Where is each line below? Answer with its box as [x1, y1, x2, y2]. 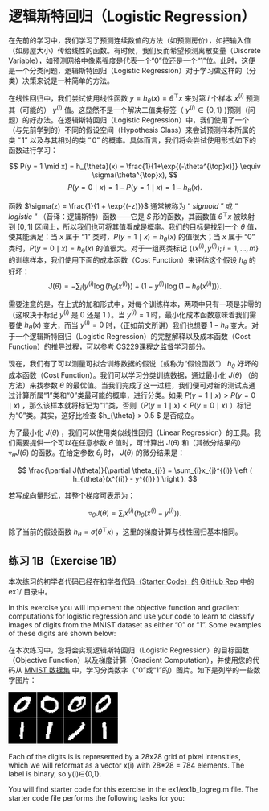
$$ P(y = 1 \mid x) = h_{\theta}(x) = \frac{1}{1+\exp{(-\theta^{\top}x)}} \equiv [9, 162, 261, 172]
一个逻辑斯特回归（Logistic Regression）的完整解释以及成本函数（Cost [14, 332, 251, 341]
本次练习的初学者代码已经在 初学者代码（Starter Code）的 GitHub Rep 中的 [8, 577, 255, 586]
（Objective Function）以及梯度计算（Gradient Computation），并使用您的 [8, 656, 253, 665]
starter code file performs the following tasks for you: [8, 793, 185, 803]
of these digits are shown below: [8, 629, 116, 639]
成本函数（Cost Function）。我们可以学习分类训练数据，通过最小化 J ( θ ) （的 [8, 370, 259, 379]
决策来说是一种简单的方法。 [22, 76, 114, 85]
